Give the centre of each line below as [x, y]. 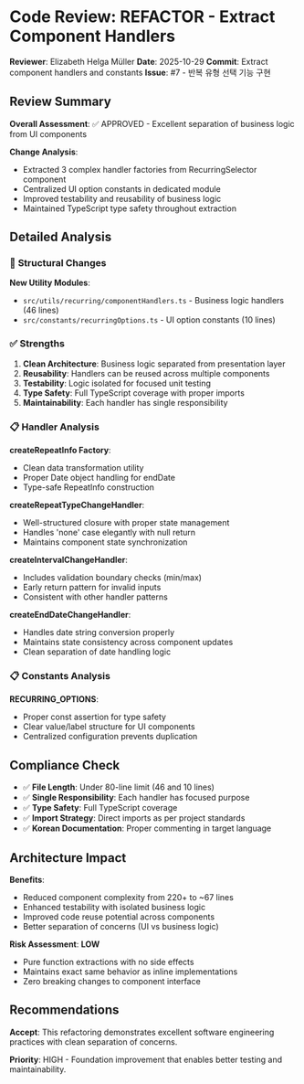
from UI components [48, 133]
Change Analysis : [44, 152]
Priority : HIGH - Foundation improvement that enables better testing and [146, 1059]
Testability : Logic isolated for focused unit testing [117, 383]
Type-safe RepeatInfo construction [89, 487]
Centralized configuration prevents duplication [110, 737]
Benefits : [27, 879]
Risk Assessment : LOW [55, 944]
